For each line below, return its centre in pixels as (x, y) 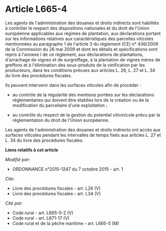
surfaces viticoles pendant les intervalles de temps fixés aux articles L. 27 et (83, 135)
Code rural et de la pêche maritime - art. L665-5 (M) (66, 223)
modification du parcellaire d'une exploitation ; (60, 105)
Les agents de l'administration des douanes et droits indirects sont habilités (82, 23)
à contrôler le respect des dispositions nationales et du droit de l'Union (77, 28)
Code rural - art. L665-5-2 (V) (43, 213)
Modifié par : (18, 159)
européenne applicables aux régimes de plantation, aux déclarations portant (83, 33)
